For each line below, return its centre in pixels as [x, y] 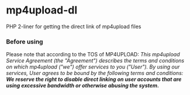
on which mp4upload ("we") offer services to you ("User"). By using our [93, 67]
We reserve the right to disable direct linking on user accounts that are [94, 79]
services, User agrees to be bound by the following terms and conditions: [95, 73]
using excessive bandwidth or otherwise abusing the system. [83, 86]
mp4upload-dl [42, 10]
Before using [25, 42]
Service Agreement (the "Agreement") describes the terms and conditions [95, 61]
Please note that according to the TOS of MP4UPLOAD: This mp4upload [93, 55]
